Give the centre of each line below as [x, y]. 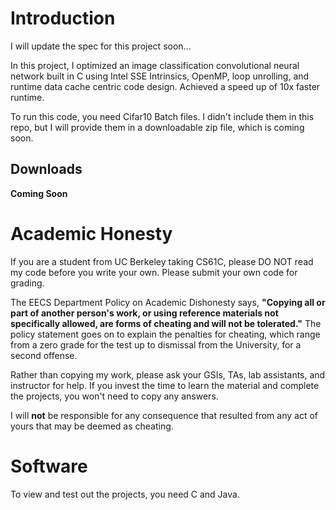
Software [49, 466]
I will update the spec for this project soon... [101, 46]
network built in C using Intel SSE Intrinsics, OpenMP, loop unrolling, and [160, 76]
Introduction [63, 18]
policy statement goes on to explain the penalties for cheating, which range [165, 334]
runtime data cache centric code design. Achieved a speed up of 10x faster [165, 86]
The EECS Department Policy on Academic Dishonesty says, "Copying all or [168, 302]
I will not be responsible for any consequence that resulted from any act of [164, 415]
